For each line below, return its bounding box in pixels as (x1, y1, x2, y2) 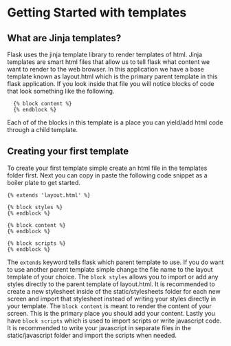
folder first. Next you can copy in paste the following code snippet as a (7, 171, 208, 180)
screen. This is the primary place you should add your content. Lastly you (7, 309, 215, 317)
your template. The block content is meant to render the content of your (7, 301, 212, 310)
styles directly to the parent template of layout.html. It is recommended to (7, 280, 215, 288)
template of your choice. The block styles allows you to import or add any (7, 272, 219, 281)
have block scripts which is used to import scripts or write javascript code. (7, 316, 222, 325)
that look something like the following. (7, 87, 115, 95)
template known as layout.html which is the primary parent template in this (7, 72, 218, 80)
